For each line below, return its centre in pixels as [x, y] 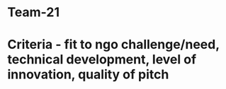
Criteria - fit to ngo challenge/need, [113, 45]
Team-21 [34, 12]
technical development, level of [102, 60]
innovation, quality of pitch [88, 75]
